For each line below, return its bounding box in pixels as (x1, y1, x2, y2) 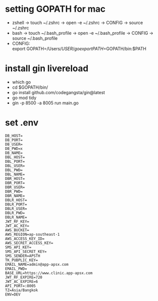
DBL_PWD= (5, 168, 23, 173)
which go (12, 79, 31, 85)
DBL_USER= (5, 163, 25, 168)
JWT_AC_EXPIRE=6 (5, 279, 38, 284)
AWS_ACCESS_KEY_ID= (5, 236, 45, 241)
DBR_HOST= (5, 176, 25, 181)
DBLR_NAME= (5, 215, 27, 220)
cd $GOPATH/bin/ (12, 84, 48, 90)
